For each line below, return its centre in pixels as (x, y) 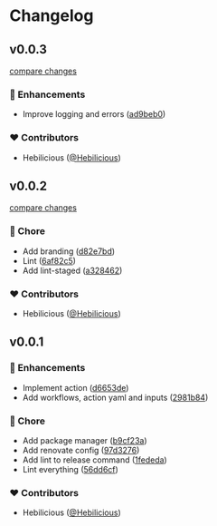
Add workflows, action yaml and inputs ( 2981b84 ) (115, 397)
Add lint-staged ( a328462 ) (72, 270)
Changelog (52, 16)
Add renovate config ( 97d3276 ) (81, 450)
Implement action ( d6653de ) (75, 387)
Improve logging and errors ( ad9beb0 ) (94, 114)
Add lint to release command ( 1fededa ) (94, 460)
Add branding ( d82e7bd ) (69, 251)
